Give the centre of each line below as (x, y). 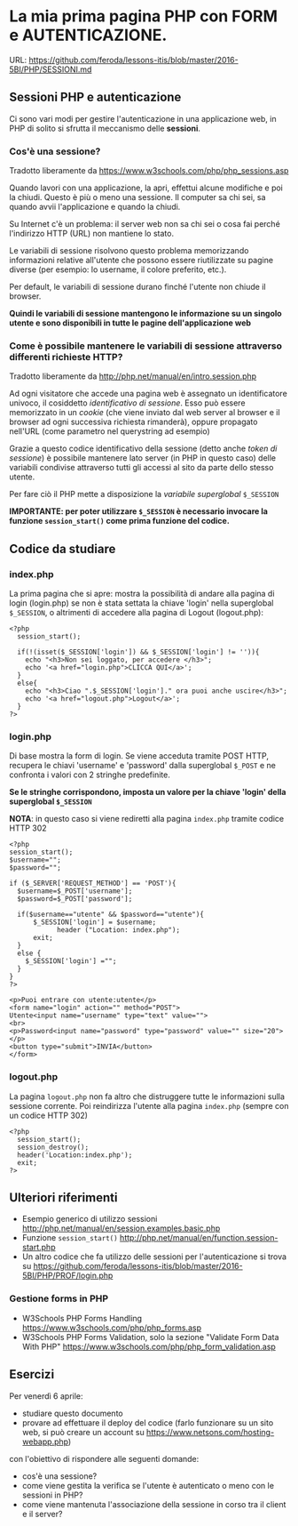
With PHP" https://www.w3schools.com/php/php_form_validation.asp (149, 1346)
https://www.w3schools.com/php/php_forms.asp (112, 1328)
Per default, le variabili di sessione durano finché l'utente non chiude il (137, 287)
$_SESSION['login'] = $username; (94, 922)
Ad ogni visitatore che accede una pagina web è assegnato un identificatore (149, 394)
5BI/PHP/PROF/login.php (67, 1276)
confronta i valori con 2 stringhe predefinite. (90, 775)
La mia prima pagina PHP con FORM (143, 16)
